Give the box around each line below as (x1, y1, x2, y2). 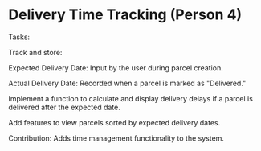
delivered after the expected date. (8, 102, 120, 112)
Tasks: (8, 32, 31, 42)
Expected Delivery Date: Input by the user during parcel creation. (8, 62, 223, 73)
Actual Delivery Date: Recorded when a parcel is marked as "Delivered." (8, 78, 247, 88)
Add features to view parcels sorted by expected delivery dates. (8, 117, 221, 127)
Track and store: (8, 47, 63, 57)
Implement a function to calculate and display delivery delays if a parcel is (8, 93, 253, 103)
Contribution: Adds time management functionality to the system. (8, 133, 225, 143)
